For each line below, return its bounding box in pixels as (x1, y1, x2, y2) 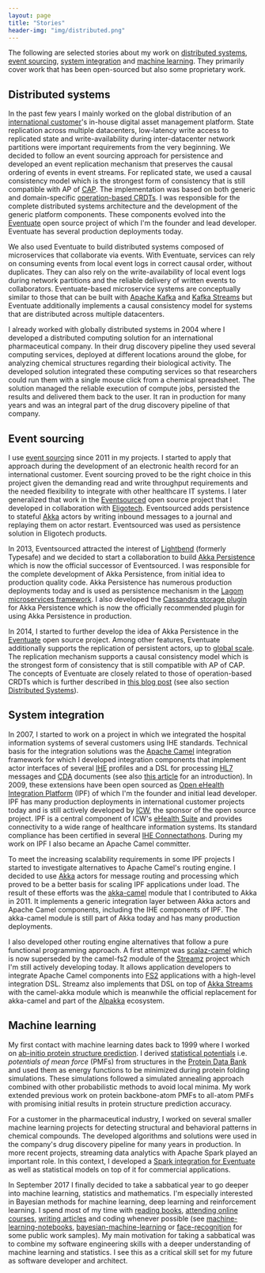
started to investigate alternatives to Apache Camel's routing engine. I (8, 863, 236, 872)
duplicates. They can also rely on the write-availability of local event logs (8, 267, 246, 277)
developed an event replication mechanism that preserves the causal (8, 159, 233, 169)
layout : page (8, 11, 51, 20)
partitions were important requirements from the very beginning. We (8, 143, 231, 152)
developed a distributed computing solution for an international (8, 333, 214, 343)
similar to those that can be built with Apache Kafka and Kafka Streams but (8, 292, 253, 302)
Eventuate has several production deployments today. (8, 227, 184, 236)
